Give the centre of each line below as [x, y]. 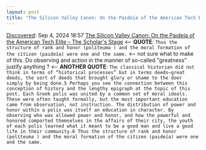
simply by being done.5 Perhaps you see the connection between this [97, 83]
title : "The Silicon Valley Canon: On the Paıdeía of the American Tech [101, 18]
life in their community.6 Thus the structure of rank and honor [91, 131]
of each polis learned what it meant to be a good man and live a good [100, 126]
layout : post [23, 12]
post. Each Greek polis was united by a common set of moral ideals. [97, 94]
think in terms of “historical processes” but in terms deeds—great [96, 72]
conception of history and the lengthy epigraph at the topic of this [98, 88]
